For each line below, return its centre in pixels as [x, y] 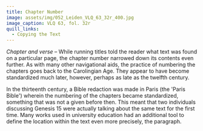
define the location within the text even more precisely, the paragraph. [94, 121]
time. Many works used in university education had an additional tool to [95, 115]
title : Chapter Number [35, 12]
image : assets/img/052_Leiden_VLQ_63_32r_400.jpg [70, 18]
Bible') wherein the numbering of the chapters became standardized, [92, 96]
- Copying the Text [36, 35]
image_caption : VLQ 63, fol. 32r [48, 23]
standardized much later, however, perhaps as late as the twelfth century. [98, 78]
